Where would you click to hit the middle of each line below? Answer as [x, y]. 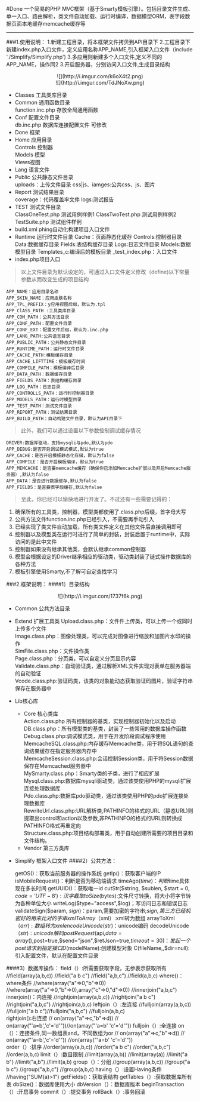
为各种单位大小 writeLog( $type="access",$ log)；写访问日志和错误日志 [101, 903]
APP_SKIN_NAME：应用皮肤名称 [39, 298]
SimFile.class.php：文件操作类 [52, 651]
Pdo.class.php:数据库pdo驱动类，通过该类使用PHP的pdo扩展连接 [104, 796]
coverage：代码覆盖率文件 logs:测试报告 [64, 199]
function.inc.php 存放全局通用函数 [57, 110]
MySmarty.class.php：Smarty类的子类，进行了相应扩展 [91, 773]
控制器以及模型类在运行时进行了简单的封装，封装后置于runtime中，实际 [102, 534]
